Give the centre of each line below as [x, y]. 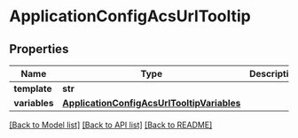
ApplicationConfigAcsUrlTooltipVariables [151, 103]
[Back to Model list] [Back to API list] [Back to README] [111, 125]
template [33, 88]
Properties [39, 49]
